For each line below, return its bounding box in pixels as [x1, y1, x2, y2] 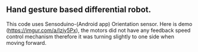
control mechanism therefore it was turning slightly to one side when [6, 32, 174, 40]
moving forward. [6, 39, 46, 46]
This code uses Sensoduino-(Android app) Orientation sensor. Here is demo [6, 20, 193, 27]
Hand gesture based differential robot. [6, 5, 152, 15]
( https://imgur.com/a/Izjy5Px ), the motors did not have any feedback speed [6, 27, 191, 34]
